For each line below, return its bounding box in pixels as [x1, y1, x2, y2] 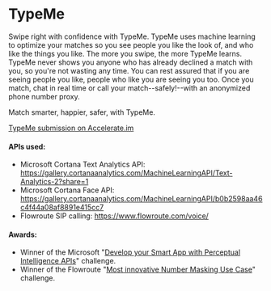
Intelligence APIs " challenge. [19, 256, 116, 266]
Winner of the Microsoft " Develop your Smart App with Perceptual [19, 247, 241, 257]
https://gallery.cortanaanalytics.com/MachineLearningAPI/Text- [19, 168, 233, 178]
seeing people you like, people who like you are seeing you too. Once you [8, 74, 254, 84]
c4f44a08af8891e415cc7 [19, 203, 104, 213]
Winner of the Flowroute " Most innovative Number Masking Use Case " [19, 264, 256, 275]
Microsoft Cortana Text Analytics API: [19, 159, 146, 170]
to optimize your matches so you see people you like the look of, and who [8, 40, 254, 49]
